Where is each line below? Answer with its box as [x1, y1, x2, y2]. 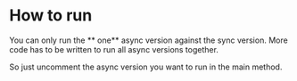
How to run [9, 5, 93, 26]
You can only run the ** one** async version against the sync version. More [9, 35, 288, 45]
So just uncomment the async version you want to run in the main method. [9, 61, 283, 72]
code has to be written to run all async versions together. [9, 44, 219, 54]
